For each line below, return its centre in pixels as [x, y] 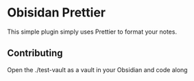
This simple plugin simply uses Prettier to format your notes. [92, 32]
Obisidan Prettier [57, 13]
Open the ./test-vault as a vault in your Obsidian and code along [97, 69]
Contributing [35, 53]
